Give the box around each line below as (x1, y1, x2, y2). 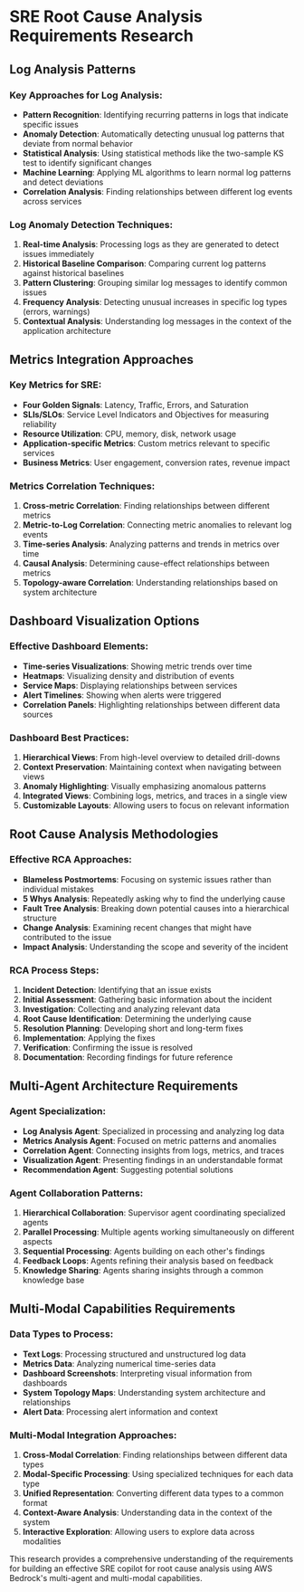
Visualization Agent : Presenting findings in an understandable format (22, 1154, 283, 1165)
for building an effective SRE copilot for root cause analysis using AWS (9, 1563, 273, 1574)
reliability (22, 418, 57, 429)
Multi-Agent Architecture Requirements (9, 1078, 238, 1093)
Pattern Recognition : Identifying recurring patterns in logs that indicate (22, 109, 289, 119)
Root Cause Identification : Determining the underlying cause (22, 1014, 252, 1025)
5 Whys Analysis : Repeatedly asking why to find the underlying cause (22, 893, 286, 904)
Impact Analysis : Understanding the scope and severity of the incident (22, 941, 289, 952)
